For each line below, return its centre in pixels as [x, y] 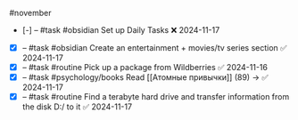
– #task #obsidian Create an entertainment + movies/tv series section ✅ [154, 48]
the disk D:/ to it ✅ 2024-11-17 [77, 107]
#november [30, 13]
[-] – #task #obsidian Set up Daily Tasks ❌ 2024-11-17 [121, 30]
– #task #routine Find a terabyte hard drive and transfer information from [156, 97]
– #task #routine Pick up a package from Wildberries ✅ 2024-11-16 [145, 68]
